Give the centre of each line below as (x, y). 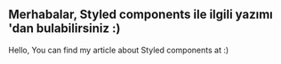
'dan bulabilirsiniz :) (64, 29)
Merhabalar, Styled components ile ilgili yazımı (140, 15)
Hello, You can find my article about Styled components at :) (119, 50)
